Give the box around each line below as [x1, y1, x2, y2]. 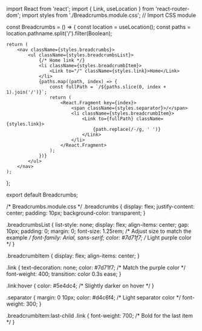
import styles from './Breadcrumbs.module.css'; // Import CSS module [22, 12, 197, 19]
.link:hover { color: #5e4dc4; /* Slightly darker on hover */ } [6, 282, 154, 289]
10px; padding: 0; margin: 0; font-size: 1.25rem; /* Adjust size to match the [6, 227, 192, 235]
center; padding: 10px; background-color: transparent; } [6, 209, 146, 216]
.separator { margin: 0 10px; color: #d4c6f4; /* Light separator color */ [6, 294, 181, 301]
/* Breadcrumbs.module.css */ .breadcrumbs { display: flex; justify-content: [6, 203, 195, 210]
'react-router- [155, 5, 190, 12]
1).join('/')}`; [6, 89, 47, 95]
